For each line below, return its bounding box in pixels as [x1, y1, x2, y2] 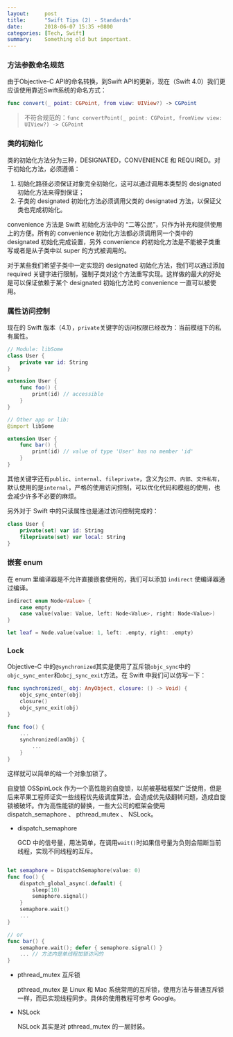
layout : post [7, 10, 58, 17]
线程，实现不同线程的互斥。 [17, 846, 97, 855]
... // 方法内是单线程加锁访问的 [19, 951, 104, 958]
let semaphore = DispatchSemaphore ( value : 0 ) [7, 867, 141, 874]
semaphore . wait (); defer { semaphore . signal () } [19, 944, 163, 951]
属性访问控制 [7, 306, 51, 316]
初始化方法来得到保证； [17, 188, 85, 196]
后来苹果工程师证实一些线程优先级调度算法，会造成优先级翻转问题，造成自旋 [7, 792, 226, 801]
